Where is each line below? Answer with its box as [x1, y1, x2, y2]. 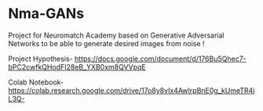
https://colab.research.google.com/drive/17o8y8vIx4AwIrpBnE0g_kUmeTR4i [8, 85, 255, 95]
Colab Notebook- [8, 77, 64, 87]
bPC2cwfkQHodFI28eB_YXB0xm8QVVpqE [8, 62, 147, 71]
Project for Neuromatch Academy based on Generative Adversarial [8, 30, 225, 40]
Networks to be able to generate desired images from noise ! [8, 38, 205, 48]
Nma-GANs [8, 5, 85, 23]
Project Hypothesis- [8, 54, 73, 63]
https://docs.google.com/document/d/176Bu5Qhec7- [74, 54, 247, 63]
